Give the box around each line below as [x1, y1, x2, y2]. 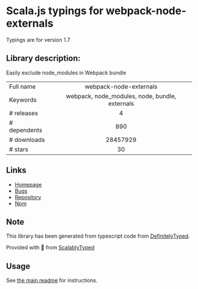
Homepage [14, 181, 42, 188]
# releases [9, 109, 38, 117]
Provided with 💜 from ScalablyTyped [6, 244, 95, 251]
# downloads [9, 135, 45, 144]
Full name [9, 82, 37, 90]
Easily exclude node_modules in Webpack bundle [6, 69, 127, 76]
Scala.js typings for [6, 4, 104, 18]
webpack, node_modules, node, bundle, [65, 92, 177, 100]
